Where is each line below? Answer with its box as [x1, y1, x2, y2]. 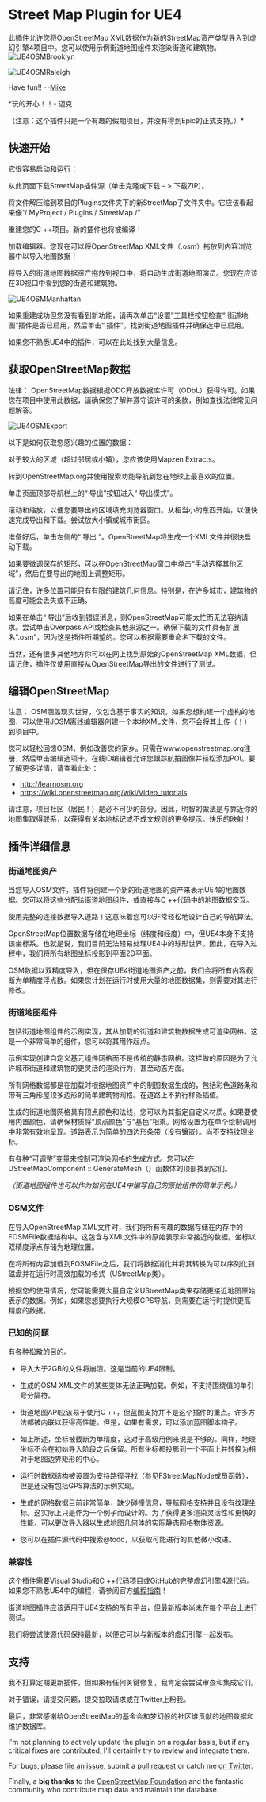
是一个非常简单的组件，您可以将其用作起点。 [8, 1037, 154, 1046]
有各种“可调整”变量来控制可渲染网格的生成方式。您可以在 [8, 1154, 196, 1163]
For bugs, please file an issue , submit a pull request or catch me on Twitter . [8, 1761, 253, 1771]
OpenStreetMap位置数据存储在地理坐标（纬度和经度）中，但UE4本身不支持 [8, 929, 255, 938]
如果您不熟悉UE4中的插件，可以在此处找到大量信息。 [8, 337, 182, 346]
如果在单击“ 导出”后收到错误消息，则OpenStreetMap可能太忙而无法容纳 [8, 612, 241, 621]
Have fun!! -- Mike [8, 82, 66, 92]
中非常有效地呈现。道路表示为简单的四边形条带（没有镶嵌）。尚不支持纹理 [8, 1127, 248, 1137]
